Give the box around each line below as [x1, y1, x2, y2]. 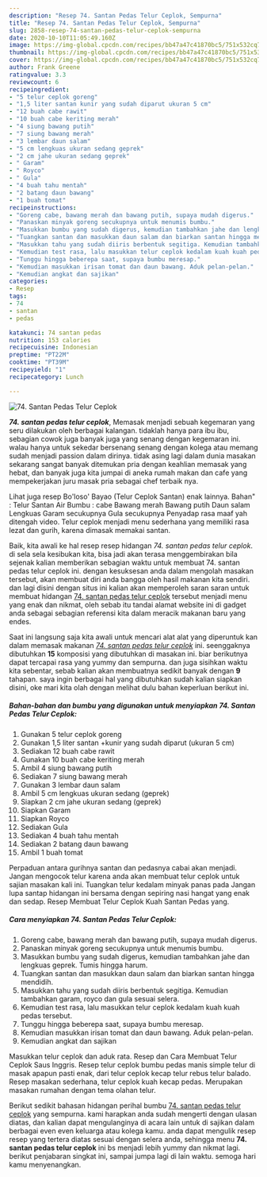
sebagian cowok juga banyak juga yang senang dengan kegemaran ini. [9, 434, 241, 443]
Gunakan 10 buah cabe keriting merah [20, 754, 145, 764]
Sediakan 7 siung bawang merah [20, 771, 128, 781]
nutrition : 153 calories [9, 336, 91, 344]
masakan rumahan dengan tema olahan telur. [9, 1085, 157, 1094]
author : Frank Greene [9, 64, 81, 71]
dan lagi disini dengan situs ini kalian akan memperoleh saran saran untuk [9, 583, 250, 592]
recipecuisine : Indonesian [9, 343, 98, 352]
